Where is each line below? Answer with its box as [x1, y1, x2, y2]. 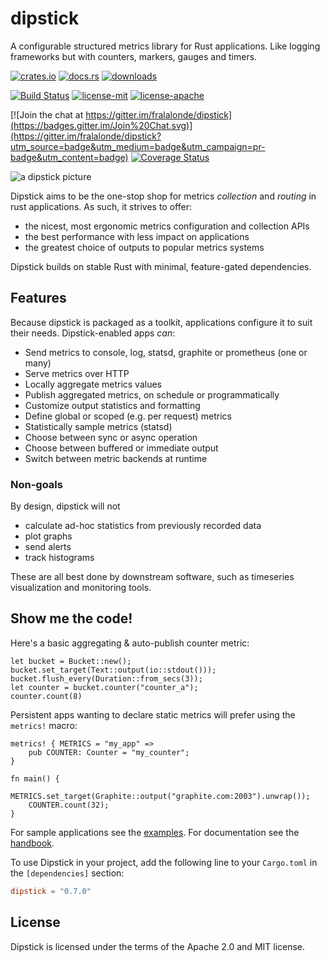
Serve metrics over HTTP [24, 367, 130, 379]
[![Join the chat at [10, 108, 84, 121]
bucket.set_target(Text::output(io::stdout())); [10, 665, 217, 675]
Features [10, 290, 67, 307]
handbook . [10, 837, 55, 849]
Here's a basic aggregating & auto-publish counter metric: [10, 637, 250, 649]
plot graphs [24, 530, 73, 542]
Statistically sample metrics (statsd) [24, 420, 173, 432]
